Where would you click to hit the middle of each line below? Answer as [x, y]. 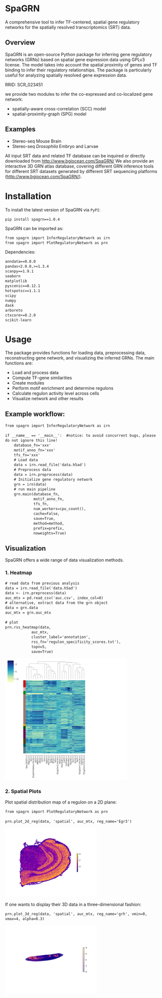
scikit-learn [18, 320]
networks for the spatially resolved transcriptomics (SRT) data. [68, 27]
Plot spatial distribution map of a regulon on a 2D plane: [61, 802]
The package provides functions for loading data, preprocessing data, [75, 353]
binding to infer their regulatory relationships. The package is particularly [79, 70]
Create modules [28, 383]
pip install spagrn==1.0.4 [32, 219]
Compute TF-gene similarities [42, 378]
